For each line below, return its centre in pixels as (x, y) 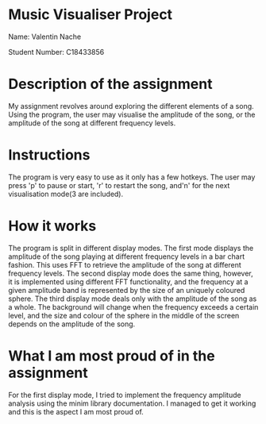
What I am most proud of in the (112, 356)
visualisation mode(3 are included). (66, 194)
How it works (52, 226)
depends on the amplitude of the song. (72, 324)
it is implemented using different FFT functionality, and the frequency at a (128, 281)
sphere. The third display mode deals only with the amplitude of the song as (133, 299)
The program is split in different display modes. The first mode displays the (131, 248)
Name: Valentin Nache (45, 37)
